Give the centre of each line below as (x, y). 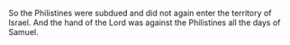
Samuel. (23, 32)
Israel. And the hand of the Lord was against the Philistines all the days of (145, 22)
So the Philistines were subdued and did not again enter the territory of (140, 13)
